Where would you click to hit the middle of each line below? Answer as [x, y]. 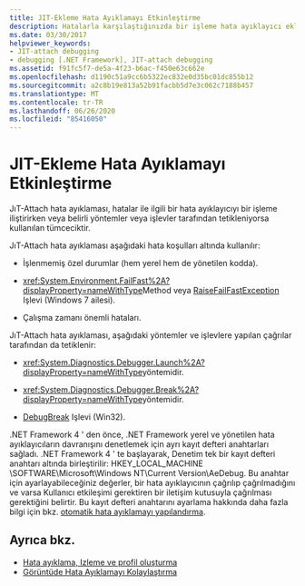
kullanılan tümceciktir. [50, 228]
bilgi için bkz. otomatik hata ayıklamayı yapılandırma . [108, 512]
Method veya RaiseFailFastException [211, 291]
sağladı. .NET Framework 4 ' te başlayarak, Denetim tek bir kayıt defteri [143, 454]
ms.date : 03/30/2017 [49, 35]
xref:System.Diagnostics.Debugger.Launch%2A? [114, 363]
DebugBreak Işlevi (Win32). [74, 417]
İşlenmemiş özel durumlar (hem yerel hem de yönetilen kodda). [140, 263]
